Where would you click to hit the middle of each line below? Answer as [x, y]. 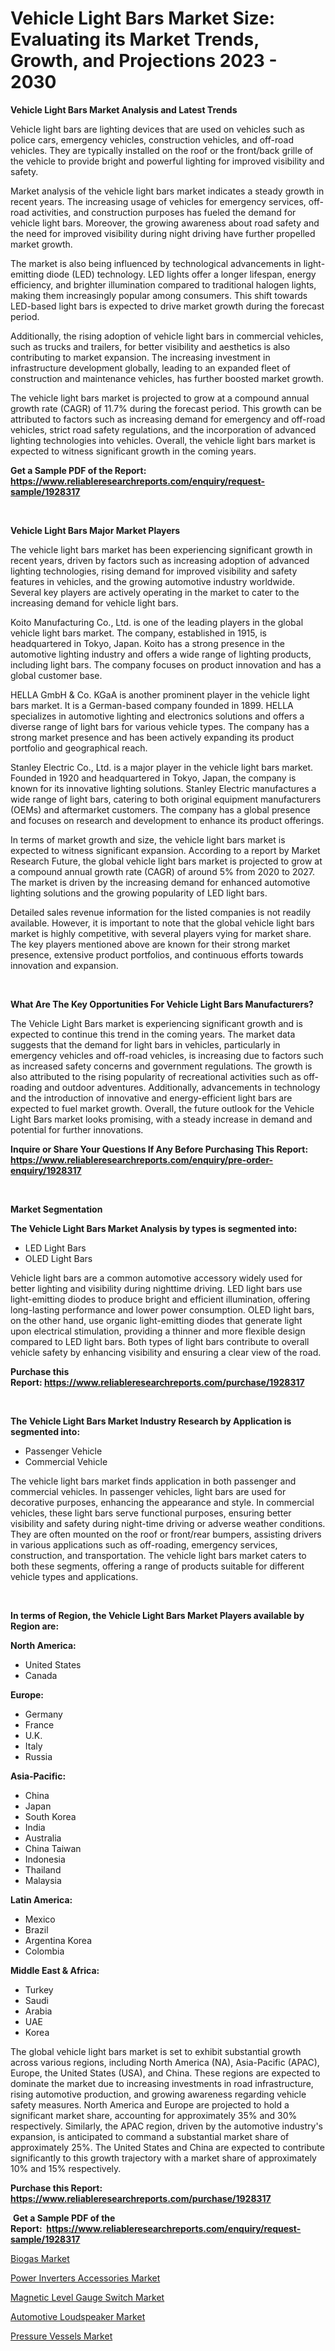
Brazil [36, 1929]
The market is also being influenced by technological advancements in [156, 263]
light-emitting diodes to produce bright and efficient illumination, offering [160, 1299]
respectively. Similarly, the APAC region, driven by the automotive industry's [166, 2126]
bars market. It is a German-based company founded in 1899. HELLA [152, 705]
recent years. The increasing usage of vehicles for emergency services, [158, 201]
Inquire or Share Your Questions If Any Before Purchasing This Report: [159, 1149]
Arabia [38, 2011]
